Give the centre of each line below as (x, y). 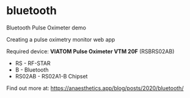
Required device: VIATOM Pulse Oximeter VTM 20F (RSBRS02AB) (90, 51)
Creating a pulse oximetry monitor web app (61, 39)
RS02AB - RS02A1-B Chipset (51, 76)
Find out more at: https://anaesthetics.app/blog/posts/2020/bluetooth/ (95, 88)
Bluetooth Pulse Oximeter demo (46, 28)
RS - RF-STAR (33, 63)
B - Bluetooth (32, 70)
